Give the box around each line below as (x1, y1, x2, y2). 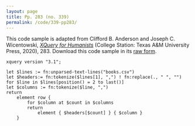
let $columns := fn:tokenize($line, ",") (6, 85, 109, 90)
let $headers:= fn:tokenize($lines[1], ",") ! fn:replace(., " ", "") (6, 74, 182, 80)
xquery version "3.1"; (6, 59, 61, 65)
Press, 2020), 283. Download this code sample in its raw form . (6, 48, 157, 55)
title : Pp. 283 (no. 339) (6, 14, 69, 20)
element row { (16, 94, 51, 101)
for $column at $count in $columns (27, 100, 114, 106)
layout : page (6, 8, 38, 15)
